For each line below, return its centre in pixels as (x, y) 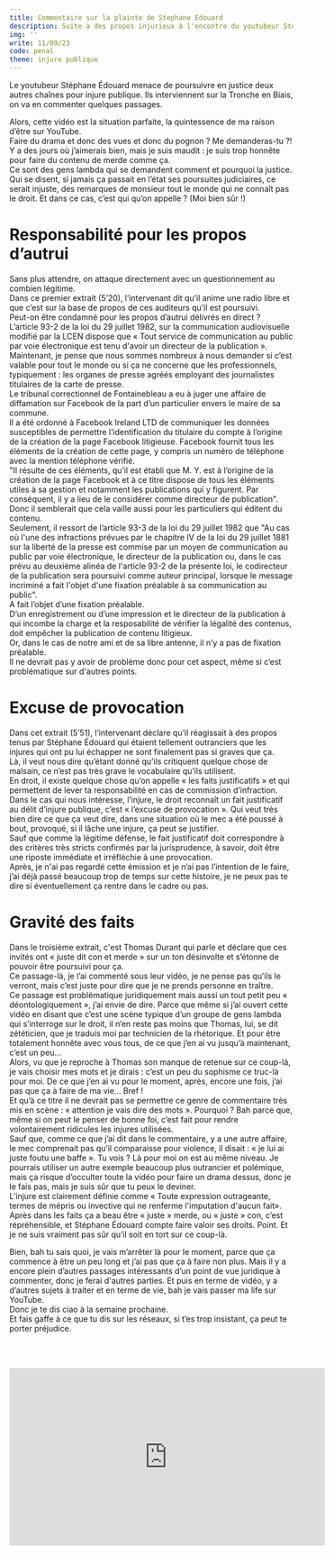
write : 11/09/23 (40, 43)
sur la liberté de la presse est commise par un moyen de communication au (149, 547)
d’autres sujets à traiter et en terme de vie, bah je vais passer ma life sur (143, 1290)
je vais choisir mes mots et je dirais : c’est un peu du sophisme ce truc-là (144, 1071)
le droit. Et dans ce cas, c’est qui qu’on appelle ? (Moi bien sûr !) (127, 198)
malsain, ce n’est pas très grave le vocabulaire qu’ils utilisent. (122, 770)
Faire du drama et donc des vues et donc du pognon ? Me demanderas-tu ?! (151, 141)
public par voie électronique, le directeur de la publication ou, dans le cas (145, 556)
